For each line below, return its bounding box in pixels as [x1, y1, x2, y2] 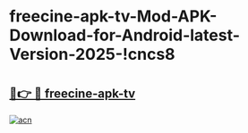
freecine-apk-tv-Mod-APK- [9, 6, 218, 27]
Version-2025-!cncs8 [9, 45, 176, 64]
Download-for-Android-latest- [9, 25, 240, 46]
